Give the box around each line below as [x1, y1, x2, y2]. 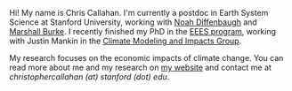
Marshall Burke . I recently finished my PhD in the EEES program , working [9, 27, 277, 36]
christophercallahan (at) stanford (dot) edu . [9, 72, 170, 82]
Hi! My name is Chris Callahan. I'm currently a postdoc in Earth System [9, 8, 269, 18]
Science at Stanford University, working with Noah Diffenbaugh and [9, 17, 258, 27]
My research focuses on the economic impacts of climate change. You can [9, 53, 284, 63]
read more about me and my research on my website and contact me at [9, 62, 272, 72]
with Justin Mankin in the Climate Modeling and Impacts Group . [9, 35, 242, 46]
